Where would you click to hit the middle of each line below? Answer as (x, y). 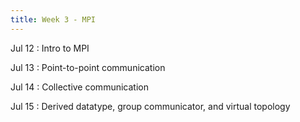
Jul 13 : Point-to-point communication (88, 67)
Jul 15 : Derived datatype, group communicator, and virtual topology (150, 106)
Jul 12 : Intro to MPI (50, 48)
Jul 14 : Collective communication (79, 87)
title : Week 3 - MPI (53, 19)
